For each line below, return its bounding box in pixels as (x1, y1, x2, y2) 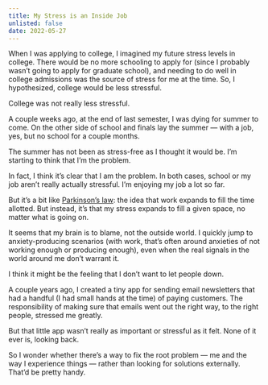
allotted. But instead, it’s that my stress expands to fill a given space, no (8, 204, 245, 213)
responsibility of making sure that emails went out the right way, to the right (8, 302, 259, 312)
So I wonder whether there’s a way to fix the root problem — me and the (8, 350, 247, 360)
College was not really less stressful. (8, 98, 130, 109)
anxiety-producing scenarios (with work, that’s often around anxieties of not (8, 237, 260, 246)
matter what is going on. (8, 213, 89, 222)
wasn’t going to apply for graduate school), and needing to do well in (8, 66, 237, 76)
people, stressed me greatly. (8, 311, 103, 321)
